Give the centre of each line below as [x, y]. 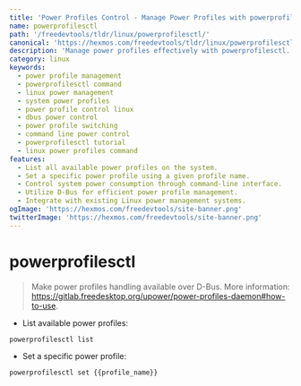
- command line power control [73, 134]
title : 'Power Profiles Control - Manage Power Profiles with [128, 17]
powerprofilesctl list [52, 339]
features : [28, 159]
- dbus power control [58, 117]
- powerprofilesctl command [70, 84]
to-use [43, 305]
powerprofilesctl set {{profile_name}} [84, 373]
